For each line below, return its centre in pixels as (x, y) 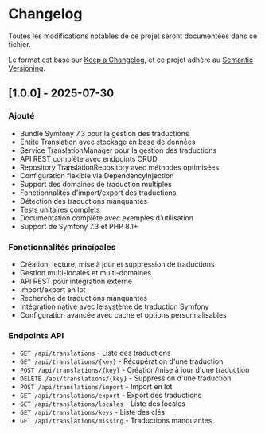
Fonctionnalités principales (62, 247)
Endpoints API (36, 335)
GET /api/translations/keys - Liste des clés (92, 412)
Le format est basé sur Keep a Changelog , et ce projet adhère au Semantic (131, 60)
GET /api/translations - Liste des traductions (95, 353)
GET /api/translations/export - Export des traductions (111, 396)
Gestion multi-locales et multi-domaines (86, 272)
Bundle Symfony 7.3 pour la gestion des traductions (104, 133)
